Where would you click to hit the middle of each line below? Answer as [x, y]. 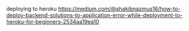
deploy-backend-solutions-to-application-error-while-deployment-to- [94, 15]
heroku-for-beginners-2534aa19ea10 [53, 22]
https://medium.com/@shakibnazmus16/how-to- [119, 9]
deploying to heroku [31, 9]
